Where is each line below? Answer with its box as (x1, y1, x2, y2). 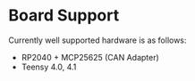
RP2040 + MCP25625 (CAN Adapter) (21, 52, 160, 62)
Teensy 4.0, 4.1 (21, 61, 77, 72)
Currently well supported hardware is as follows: (8, 35, 187, 45)
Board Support (8, 5, 120, 26)
